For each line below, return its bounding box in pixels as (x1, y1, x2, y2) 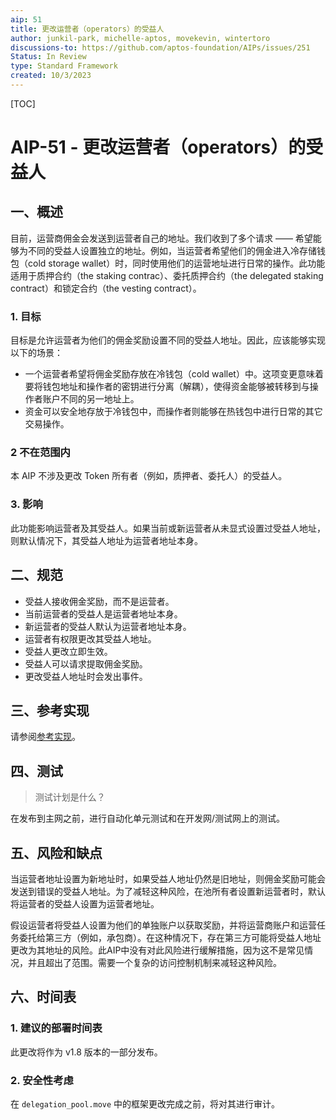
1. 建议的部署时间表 (10, 1021, 103, 1035)
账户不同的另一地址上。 (42, 393, 140, 405)
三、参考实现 (10, 702, 90, 719)
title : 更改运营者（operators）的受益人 (10, 24, 165, 34)
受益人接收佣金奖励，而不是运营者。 (24, 595, 175, 607)
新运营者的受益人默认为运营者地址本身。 (24, 620, 192, 632)
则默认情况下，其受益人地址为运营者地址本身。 (10, 534, 203, 546)
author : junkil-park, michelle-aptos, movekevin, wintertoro (10, 33, 271, 43)
